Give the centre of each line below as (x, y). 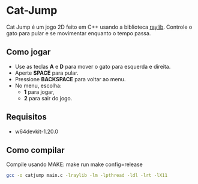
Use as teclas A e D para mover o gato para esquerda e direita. (93, 66)
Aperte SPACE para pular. (47, 73)
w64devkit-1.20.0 (37, 131)
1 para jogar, (39, 92)
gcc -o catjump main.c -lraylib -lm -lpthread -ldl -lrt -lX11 (87, 176)
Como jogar (28, 52)
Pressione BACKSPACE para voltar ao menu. (70, 79)
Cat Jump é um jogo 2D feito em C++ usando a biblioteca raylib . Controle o (99, 27)
